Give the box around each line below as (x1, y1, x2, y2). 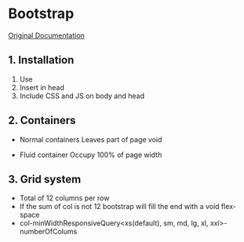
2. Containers (8, 114, 76, 127)
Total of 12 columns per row (19, 193, 110, 203)
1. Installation (8, 53, 75, 67)
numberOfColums (19, 227, 78, 236)
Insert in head (19, 82, 65, 92)
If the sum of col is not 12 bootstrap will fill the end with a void (19, 202, 220, 211)
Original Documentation (8, 31, 85, 40)
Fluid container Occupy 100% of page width (19, 150, 162, 159)
